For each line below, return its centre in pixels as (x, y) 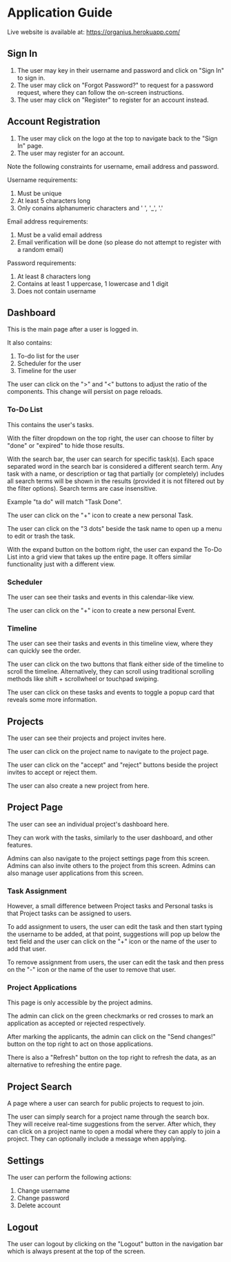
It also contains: (30, 343)
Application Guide (60, 13)
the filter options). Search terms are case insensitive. (82, 488)
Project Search (40, 1087)
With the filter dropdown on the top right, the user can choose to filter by (110, 438)
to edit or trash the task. (41, 536)
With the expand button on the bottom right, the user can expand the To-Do (114, 549)
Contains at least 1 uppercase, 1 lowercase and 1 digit (93, 283)
